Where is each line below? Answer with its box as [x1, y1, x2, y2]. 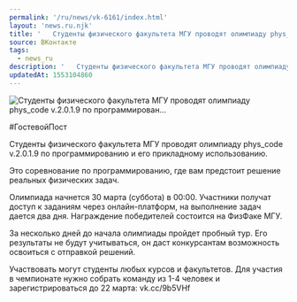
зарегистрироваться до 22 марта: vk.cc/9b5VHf [9, 283, 191, 293]
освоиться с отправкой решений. [9, 246, 136, 257]
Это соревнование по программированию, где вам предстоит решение [9, 165, 281, 175]
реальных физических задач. [9, 174, 119, 185]
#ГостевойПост [9, 121, 68, 132]
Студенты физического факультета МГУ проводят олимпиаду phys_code [9, 138, 284, 149]
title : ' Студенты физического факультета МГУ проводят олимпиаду [9, 29, 267, 38]
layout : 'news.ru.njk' [9, 21, 93, 30]
